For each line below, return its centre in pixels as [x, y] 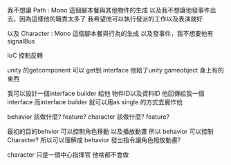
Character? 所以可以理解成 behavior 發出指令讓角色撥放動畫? [94, 140]
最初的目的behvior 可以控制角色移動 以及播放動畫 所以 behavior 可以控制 [111, 131]
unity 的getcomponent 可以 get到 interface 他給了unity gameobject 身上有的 [116, 70]
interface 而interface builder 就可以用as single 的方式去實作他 [95, 102]
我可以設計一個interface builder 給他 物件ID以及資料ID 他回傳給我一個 [106, 93]
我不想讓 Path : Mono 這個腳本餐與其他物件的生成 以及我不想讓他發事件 [109, 10]
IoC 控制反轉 [25, 55]
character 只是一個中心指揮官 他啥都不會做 [68, 155]
